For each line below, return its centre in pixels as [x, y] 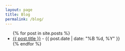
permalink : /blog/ [24, 19]
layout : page [19, 10]
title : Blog [18, 14]
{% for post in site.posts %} [41, 33]
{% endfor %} [27, 44]
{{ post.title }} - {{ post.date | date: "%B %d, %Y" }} [66, 38]
